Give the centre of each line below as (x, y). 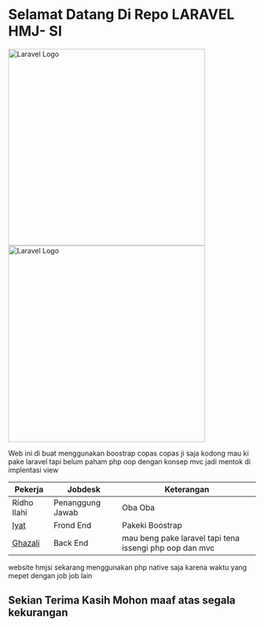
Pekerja (29, 489)
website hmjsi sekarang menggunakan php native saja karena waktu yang (128, 567)
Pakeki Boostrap (152, 525)
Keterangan (187, 489)
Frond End (73, 525)
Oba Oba (138, 507)
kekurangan (38, 612)
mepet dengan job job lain (50, 575)
